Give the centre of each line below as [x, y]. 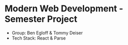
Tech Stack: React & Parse [39, 38]
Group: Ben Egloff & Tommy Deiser [47, 33]
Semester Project [41, 19]
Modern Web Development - [64, 9]
